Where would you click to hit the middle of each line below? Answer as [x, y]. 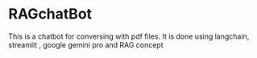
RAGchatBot [50, 14]
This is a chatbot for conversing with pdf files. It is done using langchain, [129, 36]
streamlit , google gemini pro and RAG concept [86, 44]
